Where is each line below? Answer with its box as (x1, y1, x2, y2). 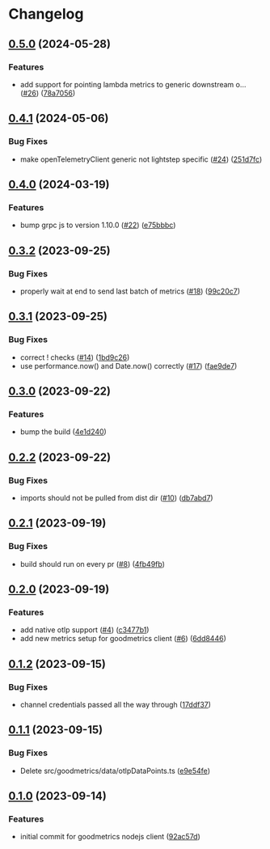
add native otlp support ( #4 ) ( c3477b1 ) (19, 625, 150, 635)
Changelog (8, 5, 84, 23)
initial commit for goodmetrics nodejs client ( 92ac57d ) (19, 832, 200, 842)
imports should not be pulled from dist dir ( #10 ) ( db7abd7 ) (19, 493, 213, 502)
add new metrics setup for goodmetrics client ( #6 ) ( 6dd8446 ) (19, 634, 226, 644)
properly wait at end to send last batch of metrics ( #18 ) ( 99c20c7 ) (19, 286, 241, 296)
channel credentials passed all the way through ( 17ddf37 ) (19, 700, 212, 710)
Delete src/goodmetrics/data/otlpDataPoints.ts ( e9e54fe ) (19, 766, 210, 775)
